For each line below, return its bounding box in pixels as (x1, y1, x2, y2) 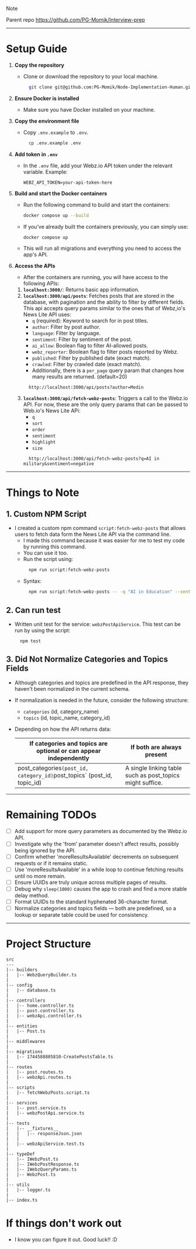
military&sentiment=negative (23, 461, 94, 467)
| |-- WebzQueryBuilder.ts (6, 972, 77, 978)
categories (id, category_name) (23, 708, 99, 715)
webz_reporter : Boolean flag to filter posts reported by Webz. (32, 348, 179, 356)
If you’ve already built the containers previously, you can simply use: (23, 223, 188, 230)
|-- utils (6, 1182, 30, 1188)
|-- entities (6, 1023, 38, 1029)
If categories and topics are (29, 739, 108, 748)
